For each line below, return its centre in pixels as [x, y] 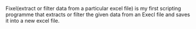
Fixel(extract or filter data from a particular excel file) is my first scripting [93, 8]
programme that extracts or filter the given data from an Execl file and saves [98, 14]
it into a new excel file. [33, 21]
